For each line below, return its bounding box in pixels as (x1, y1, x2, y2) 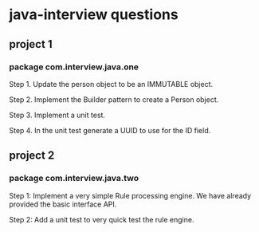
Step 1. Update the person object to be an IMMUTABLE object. (9, 79, 214, 88)
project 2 (9, 149, 55, 163)
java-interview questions (9, 6, 179, 24)
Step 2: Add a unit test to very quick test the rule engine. (9, 214, 194, 224)
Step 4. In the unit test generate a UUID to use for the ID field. (9, 125, 211, 135)
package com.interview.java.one (9, 61, 139, 73)
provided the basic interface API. (9, 199, 117, 209)
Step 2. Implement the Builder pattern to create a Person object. (9, 94, 219, 104)
